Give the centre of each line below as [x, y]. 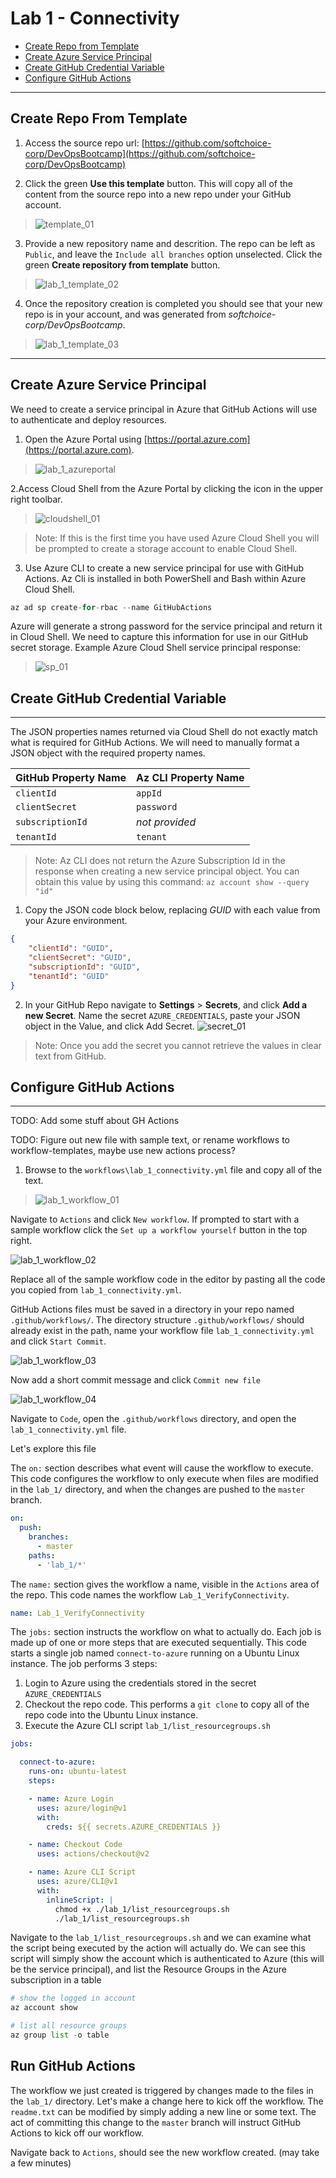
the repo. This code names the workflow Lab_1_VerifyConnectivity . [150, 1594]
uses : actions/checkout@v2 [93, 1854]
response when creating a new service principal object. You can [167, 871]
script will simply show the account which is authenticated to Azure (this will [167, 1959]
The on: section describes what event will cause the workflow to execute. [162, 1468]
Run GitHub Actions [73, 2066]
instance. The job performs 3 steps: [84, 1664]
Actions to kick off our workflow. [77, 2133]
